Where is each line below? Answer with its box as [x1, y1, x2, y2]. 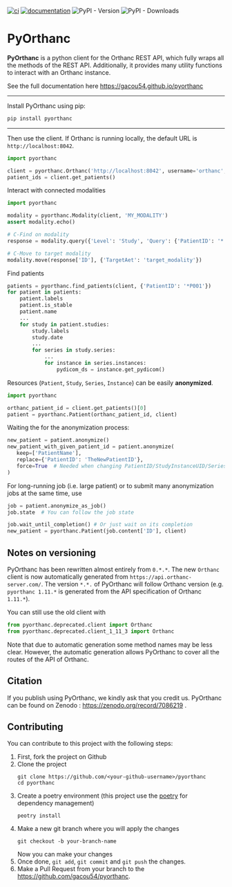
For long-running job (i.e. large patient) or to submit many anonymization [7, 481, 214, 490]
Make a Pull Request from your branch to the [17, 865, 145, 873]
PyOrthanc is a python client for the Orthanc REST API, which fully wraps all [7, 53, 224, 62]
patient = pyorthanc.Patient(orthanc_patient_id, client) [7, 411, 177, 418]
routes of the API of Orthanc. [7, 655, 90, 663]
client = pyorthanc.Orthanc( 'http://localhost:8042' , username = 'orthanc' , [7, 167, 227, 174]
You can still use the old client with [7, 608, 106, 616]
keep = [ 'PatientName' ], [16, 450, 81, 457]
